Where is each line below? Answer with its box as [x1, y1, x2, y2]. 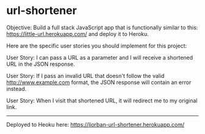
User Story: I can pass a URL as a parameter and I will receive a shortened [6, 54, 193, 61]
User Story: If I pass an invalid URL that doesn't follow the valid [6, 72, 165, 79]
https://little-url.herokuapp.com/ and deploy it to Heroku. [6, 30, 149, 37]
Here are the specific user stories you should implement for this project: [6, 42, 187, 49]
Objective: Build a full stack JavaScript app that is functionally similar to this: [6, 24, 198, 31]
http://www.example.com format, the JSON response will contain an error [6, 79, 192, 86]
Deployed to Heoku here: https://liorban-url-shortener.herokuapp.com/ [6, 121, 185, 128]
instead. [6, 85, 27, 92]
